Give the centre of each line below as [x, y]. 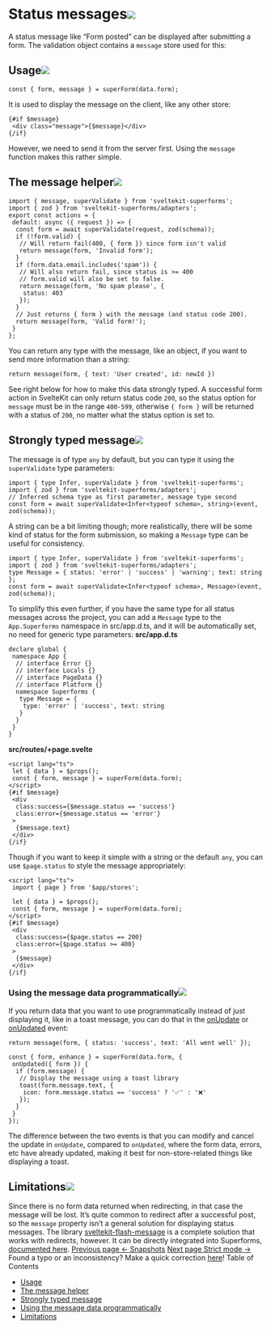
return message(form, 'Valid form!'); [81, 321]
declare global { [38, 650]
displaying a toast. [39, 1161]
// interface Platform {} [59, 685]
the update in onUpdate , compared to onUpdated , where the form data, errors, [135, 1144]
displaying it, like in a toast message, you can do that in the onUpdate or [129, 1019]
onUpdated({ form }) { [50, 1064]
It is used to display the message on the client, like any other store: [120, 104]
